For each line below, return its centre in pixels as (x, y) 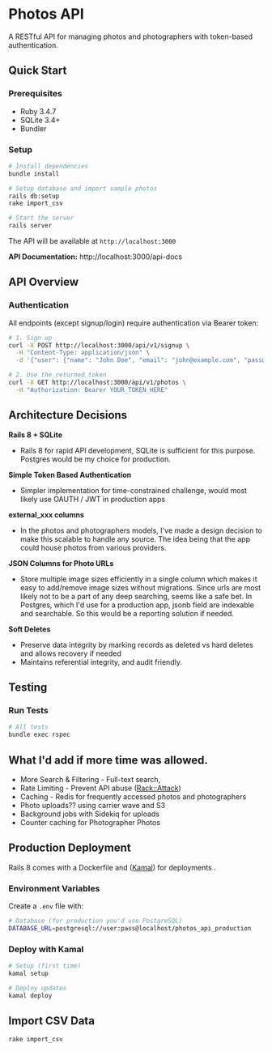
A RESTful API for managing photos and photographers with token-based (131, 36)
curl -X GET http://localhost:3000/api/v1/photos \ (97, 383)
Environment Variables (54, 888)
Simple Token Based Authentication (70, 474)
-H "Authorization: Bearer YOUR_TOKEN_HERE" (92, 389)
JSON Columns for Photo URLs (61, 563)
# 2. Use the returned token (57, 375)
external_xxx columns (47, 514)
